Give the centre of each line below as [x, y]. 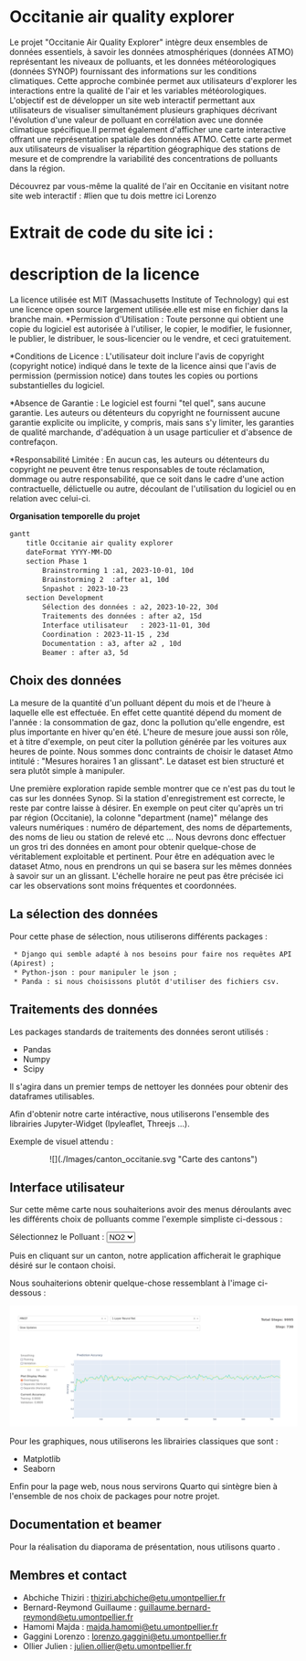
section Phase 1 [57, 562]
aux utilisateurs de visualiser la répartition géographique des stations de [145, 149]
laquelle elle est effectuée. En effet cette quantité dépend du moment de [146, 712]
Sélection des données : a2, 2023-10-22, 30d [131, 608]
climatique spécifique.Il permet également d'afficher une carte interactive [148, 129]
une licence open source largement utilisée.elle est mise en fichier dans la [149, 310]
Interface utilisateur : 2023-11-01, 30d [126, 626]
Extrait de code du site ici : [112, 233]
